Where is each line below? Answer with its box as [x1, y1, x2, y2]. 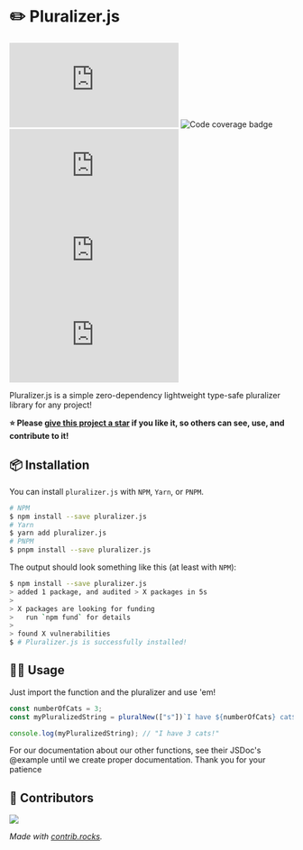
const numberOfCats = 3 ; [9, 704, 103, 713]
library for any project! [9, 399, 93, 410]
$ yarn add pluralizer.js [9, 528, 106, 538]
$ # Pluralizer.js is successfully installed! [9, 638, 188, 647]
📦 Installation [9, 458, 90, 473]
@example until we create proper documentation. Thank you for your [9, 754, 266, 765]
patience [9, 764, 42, 775]
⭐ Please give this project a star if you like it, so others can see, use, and [9, 417, 285, 428]
